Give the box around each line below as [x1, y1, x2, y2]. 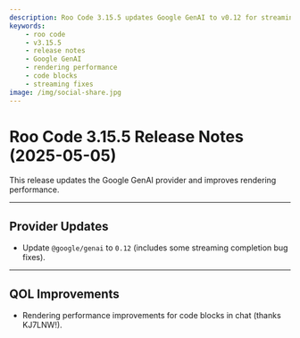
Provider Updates [9, 218, 109, 233]
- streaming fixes [25, 80, 94, 89]
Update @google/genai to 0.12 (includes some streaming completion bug [21, 242, 288, 253]
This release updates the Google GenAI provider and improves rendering [9, 175, 277, 186]
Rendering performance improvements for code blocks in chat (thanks [21, 310, 281, 321]
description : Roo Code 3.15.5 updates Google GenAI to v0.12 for [9, 13, 257, 22]
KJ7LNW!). [21, 319, 62, 331]
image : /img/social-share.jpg [9, 88, 122, 97]
